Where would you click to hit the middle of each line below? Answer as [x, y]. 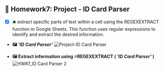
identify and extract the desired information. [58, 34]
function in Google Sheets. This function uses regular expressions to [84, 29]
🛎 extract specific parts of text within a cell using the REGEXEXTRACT [86, 22]
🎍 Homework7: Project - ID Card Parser [67, 9]
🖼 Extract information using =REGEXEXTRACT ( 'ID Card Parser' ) [83, 56]
